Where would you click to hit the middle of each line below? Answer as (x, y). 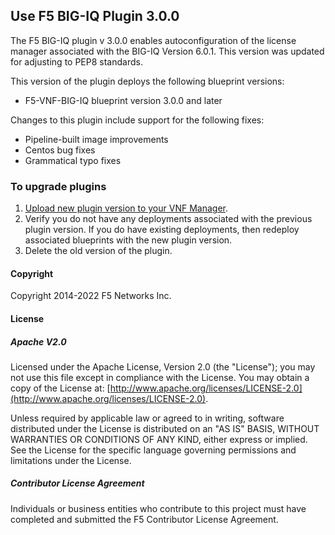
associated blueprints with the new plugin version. (128, 240)
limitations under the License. (71, 460)
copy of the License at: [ (60, 388)
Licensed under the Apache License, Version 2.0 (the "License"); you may (163, 366)
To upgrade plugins (58, 186)
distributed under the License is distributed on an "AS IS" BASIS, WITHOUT (165, 428)
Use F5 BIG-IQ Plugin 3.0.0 (95, 16)
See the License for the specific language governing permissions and (153, 450)
